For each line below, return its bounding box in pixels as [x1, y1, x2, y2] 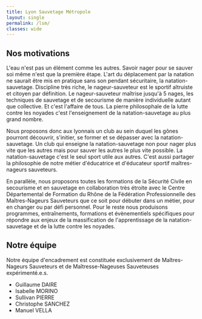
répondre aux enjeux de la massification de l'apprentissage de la [6, 216, 168, 224]
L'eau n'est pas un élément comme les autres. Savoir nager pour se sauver [6, 64, 193, 71]
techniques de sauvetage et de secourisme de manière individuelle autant [6, 96, 191, 104]
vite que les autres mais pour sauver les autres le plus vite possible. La [6, 146, 183, 154]
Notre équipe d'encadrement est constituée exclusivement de [6, 256, 161, 263]
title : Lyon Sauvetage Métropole [6, 8, 91, 15]
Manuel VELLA [15, 306, 52, 314]
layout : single [6, 15, 45, 21]
